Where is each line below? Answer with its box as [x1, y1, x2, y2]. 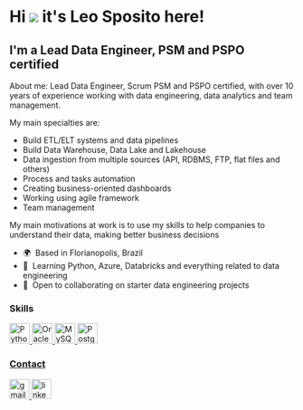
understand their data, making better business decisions [9, 229, 220, 240]
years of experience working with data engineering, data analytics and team [9, 91, 293, 100]
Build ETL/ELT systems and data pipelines [22, 135, 179, 146]
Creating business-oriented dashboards [22, 183, 172, 194]
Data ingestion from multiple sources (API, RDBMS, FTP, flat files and [22, 154, 280, 165]
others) [22, 164, 50, 174]
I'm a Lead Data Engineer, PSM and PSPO [9, 43, 245, 58]
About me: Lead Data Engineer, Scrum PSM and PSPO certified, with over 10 [9, 81, 294, 91]
